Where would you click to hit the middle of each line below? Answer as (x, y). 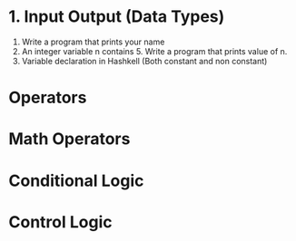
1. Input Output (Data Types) (117, 17)
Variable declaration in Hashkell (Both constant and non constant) (144, 61)
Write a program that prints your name (93, 42)
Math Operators (69, 139)
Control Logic (60, 222)
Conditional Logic (76, 181)
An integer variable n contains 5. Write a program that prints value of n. (154, 51)
